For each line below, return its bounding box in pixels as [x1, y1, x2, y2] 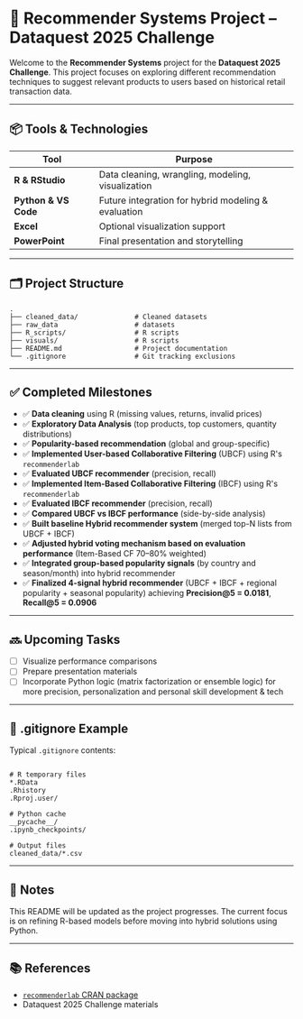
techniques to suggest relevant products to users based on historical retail [9, 76, 286, 87]
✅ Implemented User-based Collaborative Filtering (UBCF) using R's [22, 448, 282, 459]
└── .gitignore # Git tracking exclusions [9, 352, 236, 361]
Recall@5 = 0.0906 [22, 597, 97, 608]
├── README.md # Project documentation [9, 344, 228, 353]
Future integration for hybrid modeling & [98, 194, 269, 207]
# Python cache [9, 810, 67, 819]
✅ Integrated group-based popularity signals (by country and [22, 558, 257, 569]
